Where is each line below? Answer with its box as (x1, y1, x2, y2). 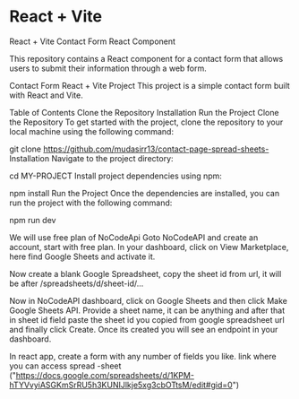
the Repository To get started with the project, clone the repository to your (9, 117, 284, 127)
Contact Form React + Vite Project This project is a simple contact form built (9, 80, 291, 91)
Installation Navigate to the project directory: (9, 152, 174, 163)
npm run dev (9, 214, 56, 225)
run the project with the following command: (9, 197, 173, 208)
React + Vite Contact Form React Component (9, 36, 176, 47)
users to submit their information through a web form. (9, 63, 208, 74)
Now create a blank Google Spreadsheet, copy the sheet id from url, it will (9, 268, 282, 279)
